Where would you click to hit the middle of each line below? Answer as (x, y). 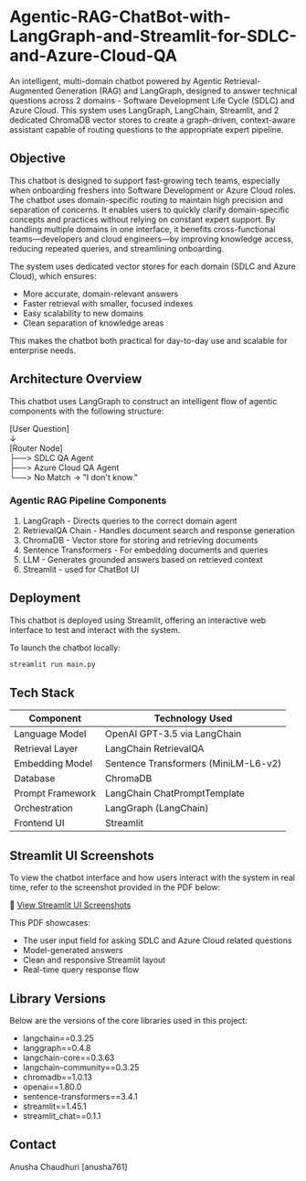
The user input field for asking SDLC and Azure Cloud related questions (157, 940)
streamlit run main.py (53, 664)
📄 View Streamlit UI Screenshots (70, 905)
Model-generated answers (73, 950)
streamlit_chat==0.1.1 (62, 1116)
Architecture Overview (76, 379)
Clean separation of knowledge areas (93, 323)
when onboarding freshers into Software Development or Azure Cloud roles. (153, 190)
